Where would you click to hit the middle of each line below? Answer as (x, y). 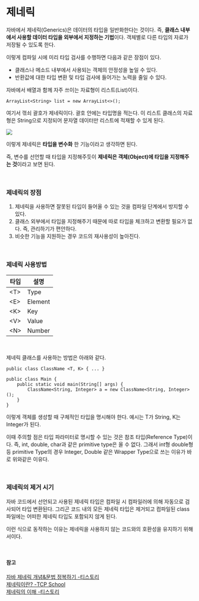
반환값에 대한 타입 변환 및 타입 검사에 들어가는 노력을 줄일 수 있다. (91, 77)
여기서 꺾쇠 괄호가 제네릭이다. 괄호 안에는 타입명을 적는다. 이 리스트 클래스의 (94, 113)
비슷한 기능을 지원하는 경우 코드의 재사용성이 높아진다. (78, 236)
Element (39, 302)
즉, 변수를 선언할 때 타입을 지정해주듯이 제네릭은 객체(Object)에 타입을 (88, 156)
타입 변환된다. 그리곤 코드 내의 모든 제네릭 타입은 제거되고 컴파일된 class (106, 509)
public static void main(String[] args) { (70, 384)
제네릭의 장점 (24, 192)
